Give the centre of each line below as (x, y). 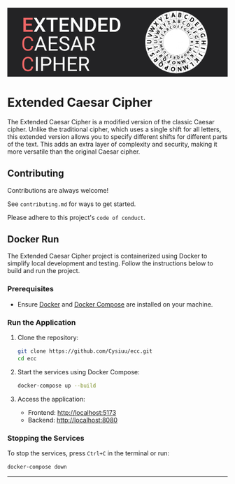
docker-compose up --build (57, 386)
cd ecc (27, 358)
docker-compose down (37, 467)
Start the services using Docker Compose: (78, 372)
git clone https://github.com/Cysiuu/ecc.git (85, 351)
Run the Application (42, 322)
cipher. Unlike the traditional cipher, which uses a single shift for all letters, (114, 129)
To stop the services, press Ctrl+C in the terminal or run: (88, 453)
